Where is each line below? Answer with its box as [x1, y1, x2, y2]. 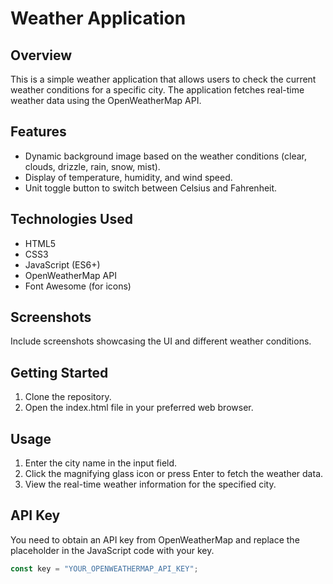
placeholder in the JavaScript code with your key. [10, 544, 215, 556]
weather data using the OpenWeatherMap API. [10, 95, 202, 106]
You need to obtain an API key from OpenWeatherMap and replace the [10, 533, 300, 546]
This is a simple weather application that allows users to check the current [10, 73, 317, 85]
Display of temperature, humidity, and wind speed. [24, 171, 233, 183]
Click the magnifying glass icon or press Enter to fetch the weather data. [24, 468, 324, 480]
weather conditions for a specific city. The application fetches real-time [10, 84, 305, 96]
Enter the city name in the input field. [24, 457, 178, 469]
